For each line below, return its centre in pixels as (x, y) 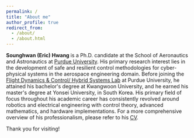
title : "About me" (28, 17)
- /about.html (28, 39)
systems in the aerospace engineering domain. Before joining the (106, 74)
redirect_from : (25, 28)
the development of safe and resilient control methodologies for (83, 68)
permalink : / (22, 11)
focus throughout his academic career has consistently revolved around (93, 99)
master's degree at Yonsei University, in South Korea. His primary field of (94, 92)
